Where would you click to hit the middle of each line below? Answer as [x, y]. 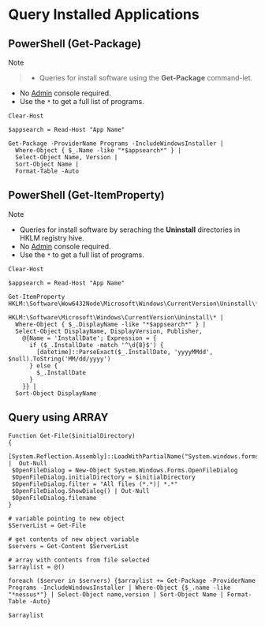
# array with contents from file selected [79, 560]
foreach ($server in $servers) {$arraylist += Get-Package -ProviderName [132, 580]
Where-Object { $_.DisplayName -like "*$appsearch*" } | [111, 324]
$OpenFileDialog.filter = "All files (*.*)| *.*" [95, 484]
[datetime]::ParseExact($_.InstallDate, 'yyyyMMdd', [125, 352]
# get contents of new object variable [74, 539]
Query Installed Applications [104, 15]
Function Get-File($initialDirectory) [72, 435]
